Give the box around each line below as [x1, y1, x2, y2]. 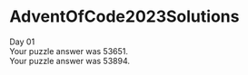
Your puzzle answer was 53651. [9, 45, 129, 56]
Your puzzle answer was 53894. [9, 55, 130, 66]
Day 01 [9, 36, 35, 47]
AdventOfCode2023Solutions [9, 6, 240, 27]
